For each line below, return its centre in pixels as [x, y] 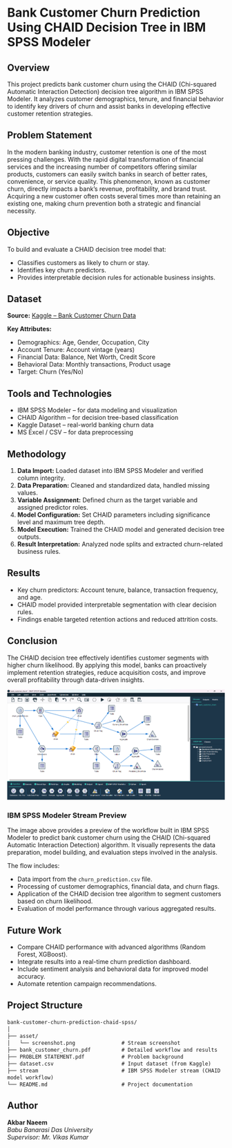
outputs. [29, 537]
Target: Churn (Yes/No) [50, 372]
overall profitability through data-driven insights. [76, 680]
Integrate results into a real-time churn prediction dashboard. [104, 961]
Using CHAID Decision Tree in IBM [107, 27]
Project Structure [45, 1005]
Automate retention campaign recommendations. [87, 983]
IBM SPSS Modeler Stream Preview [67, 815]
